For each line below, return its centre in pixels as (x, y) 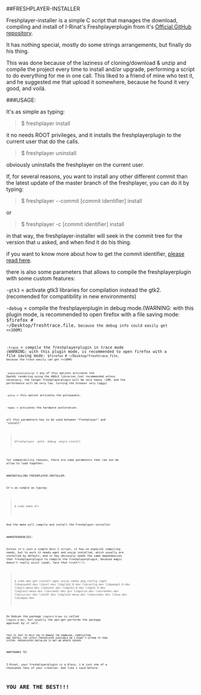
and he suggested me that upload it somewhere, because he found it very (98, 82)
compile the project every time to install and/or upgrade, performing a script (100, 69)
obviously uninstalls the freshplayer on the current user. (75, 165)
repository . (20, 33)
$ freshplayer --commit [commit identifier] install (82, 201)
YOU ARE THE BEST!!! (38, 687)
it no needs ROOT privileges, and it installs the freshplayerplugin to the (94, 135)
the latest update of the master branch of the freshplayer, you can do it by (98, 183)
